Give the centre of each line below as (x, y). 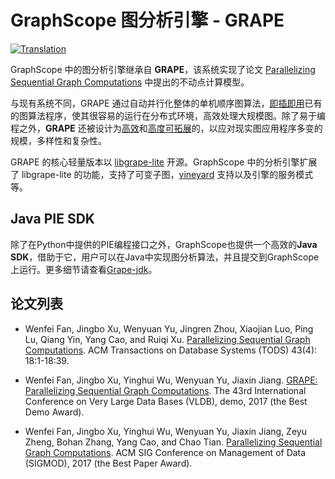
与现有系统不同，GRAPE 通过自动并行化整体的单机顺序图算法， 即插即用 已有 (166, 103)
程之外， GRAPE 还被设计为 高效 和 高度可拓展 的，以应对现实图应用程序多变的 (166, 128)
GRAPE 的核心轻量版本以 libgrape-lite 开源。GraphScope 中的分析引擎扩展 (164, 162)
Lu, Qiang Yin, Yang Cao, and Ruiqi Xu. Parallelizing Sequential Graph (167, 339)
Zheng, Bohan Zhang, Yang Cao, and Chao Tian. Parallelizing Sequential (173, 442)
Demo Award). (54, 412)
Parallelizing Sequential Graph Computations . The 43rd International (165, 390)
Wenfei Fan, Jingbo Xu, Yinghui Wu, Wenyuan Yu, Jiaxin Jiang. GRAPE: (171, 380)
